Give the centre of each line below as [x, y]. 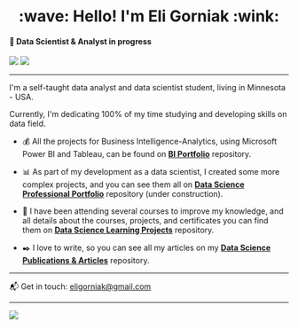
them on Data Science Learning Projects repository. [118, 230]
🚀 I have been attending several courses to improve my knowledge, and [153, 211]
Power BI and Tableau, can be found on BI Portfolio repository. [137, 154]
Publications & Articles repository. [86, 261]
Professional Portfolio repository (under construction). [122, 194]
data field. [27, 124]
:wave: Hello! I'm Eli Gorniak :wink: [149, 16]
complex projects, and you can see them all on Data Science [133, 184]
